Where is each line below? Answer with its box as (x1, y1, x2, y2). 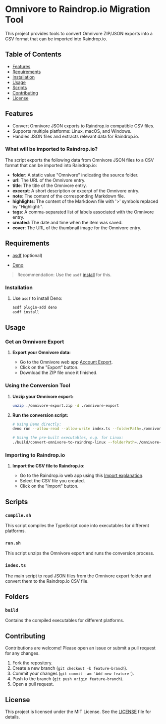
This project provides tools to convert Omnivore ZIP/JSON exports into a (5, 30, 153, 36)
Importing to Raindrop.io (5, 452, 65, 458)
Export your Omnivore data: (12, 350, 71, 356)
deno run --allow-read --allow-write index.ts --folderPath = (12, 426, 142, 431)
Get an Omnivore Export (5, 338, 64, 345)
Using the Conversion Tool (5, 382, 70, 389)
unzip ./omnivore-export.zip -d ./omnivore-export (12, 403, 119, 408)
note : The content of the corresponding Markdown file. (12, 193, 125, 199)
